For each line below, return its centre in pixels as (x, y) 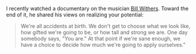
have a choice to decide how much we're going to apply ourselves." (103, 45)
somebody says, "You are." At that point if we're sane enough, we (100, 38)
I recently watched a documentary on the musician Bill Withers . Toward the (97, 9)
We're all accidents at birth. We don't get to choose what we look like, (105, 26)
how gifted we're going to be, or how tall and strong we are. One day (104, 32)
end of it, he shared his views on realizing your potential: (75, 15)
